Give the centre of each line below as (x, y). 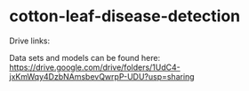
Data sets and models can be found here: (85, 57)
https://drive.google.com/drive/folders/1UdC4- (95, 67)
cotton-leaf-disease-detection (125, 16)
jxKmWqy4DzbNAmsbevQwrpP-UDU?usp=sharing (102, 76)
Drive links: (30, 41)
